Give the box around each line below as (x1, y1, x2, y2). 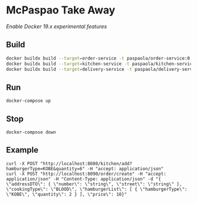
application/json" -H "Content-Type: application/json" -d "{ (6, 176, 161, 182)
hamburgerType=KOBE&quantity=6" (6, 166, 85, 171)
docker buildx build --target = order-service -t (6, 55, 125, 61)
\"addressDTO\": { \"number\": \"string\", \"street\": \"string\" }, (6, 181, 182, 187)
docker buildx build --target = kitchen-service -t (6, 61, 130, 67)
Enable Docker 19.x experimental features (6, 23, 107, 30)
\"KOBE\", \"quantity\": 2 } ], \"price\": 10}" (6, 191, 127, 197)
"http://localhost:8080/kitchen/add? (40, 160, 133, 167)
